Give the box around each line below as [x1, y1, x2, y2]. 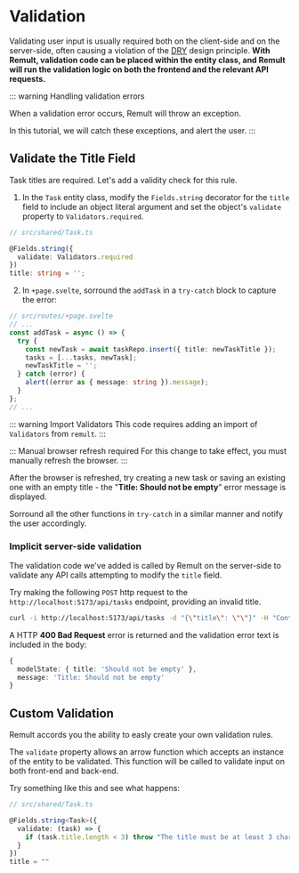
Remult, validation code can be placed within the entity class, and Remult [9, 54, 287, 65]
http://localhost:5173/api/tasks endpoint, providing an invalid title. [9, 596, 262, 607]
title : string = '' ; [9, 269, 86, 278]
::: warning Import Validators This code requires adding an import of [9, 418, 258, 429]
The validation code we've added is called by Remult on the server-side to [9, 560, 282, 570]
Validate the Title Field [9, 151, 136, 166]
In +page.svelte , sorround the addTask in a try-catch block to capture [21, 285, 277, 295]
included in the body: [9, 639, 87, 650]
